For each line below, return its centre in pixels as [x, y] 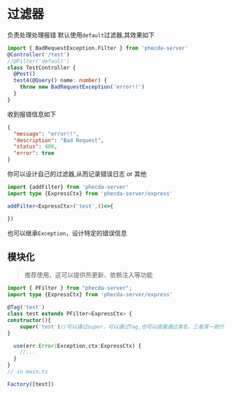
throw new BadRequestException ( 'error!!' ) [82, 87]
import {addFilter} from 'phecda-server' [68, 187]
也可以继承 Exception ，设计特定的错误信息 [67, 233]
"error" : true [34, 153]
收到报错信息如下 [32, 114]
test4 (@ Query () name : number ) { [61, 81]
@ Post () [25, 74]
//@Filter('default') [39, 61]
